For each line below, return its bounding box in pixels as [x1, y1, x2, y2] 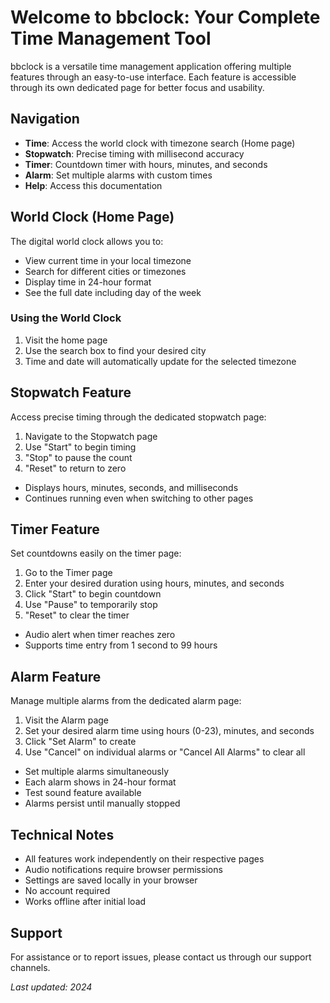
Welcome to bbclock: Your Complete [10, 6, 321, 29]
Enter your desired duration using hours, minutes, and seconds [24, 577, 285, 590]
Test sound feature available [24, 787, 142, 799]
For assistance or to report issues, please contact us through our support [10, 951, 312, 963]
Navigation [10, 111, 80, 128]
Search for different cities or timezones [24, 265, 187, 277]
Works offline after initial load [24, 896, 147, 908]
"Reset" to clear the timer [24, 609, 130, 621]
